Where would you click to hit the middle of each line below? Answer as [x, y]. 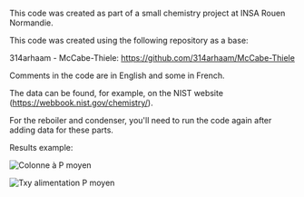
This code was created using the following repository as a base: [129, 40]
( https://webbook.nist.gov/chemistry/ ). [81, 103]
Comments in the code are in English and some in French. [117, 75]
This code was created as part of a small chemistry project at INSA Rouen [147, 13]
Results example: [41, 148]
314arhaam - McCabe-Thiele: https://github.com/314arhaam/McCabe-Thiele [152, 58]
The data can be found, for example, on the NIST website [117, 93]
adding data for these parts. [61, 130]
